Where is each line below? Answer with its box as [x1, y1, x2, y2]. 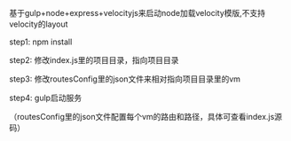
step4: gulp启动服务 [9, 92, 83, 103]
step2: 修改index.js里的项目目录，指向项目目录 [9, 55, 179, 65]
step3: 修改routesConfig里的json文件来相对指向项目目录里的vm [9, 74, 241, 84]
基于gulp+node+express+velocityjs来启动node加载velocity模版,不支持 [9, 8, 266, 18]
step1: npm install [9, 36, 73, 47]
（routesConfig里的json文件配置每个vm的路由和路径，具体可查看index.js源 [9, 112, 282, 121]
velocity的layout [9, 19, 68, 29]
